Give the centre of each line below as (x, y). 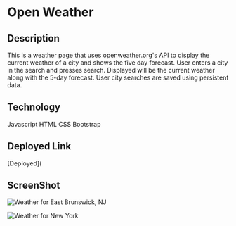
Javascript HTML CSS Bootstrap (54, 124)
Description (33, 38)
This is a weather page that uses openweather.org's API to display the (109, 55)
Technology (34, 107)
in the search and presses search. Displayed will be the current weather (111, 70)
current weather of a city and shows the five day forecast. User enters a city (118, 63)
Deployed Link (39, 146)
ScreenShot (34, 186)
